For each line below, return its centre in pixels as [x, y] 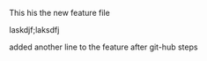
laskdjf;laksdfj [34, 30]
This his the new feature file [59, 13]
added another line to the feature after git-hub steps [103, 47]
